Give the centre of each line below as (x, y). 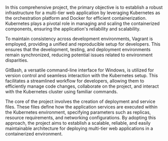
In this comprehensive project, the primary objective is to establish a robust (84, 7)
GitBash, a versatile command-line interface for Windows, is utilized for (80, 70)
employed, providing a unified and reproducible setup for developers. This (83, 44)
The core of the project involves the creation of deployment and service (80, 101)
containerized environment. (34, 134)
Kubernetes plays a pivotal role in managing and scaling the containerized (82, 23)
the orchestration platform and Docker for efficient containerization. (76, 18)
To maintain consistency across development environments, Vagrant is (79, 39)
